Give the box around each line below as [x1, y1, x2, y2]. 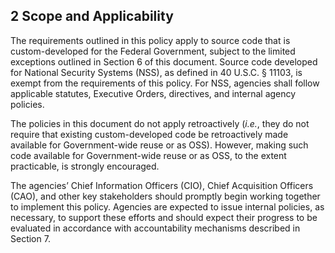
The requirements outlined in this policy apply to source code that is [10, 34, 291, 46]
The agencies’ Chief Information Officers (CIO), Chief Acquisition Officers [10, 179, 314, 191]
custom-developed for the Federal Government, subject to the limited [10, 45, 296, 57]
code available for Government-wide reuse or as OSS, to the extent [10, 149, 287, 161]
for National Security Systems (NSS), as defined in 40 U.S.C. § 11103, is [10, 66, 303, 78]
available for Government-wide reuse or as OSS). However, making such [10, 139, 309, 151]
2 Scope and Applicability [10, 8, 174, 25]
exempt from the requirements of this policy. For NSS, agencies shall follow [10, 77, 320, 89]
